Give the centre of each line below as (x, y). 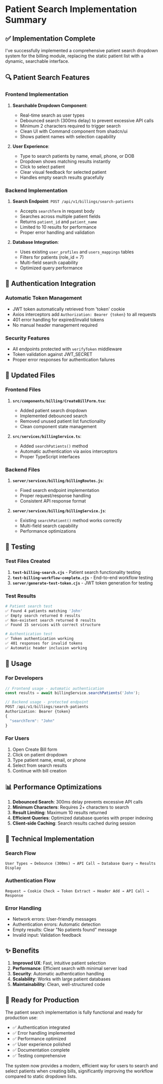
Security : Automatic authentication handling (58, 973)
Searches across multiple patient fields (60, 216)
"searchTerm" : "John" (32, 721)
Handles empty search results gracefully (62, 177)
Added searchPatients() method (54, 446)
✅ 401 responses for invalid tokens (44, 644)
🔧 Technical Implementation (50, 839)
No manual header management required (55, 325)
